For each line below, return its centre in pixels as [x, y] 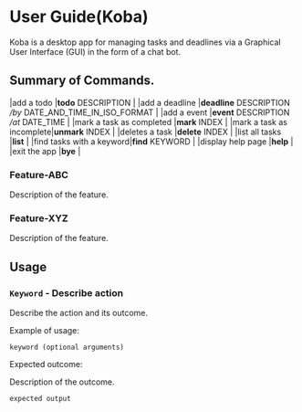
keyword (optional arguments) [67, 348]
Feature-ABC [39, 174]
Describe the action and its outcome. [79, 313]
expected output [40, 399]
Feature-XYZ [39, 218]
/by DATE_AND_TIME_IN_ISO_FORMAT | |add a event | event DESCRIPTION [150, 112]
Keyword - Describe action [67, 292]
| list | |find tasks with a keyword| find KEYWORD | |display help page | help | [151, 141]
